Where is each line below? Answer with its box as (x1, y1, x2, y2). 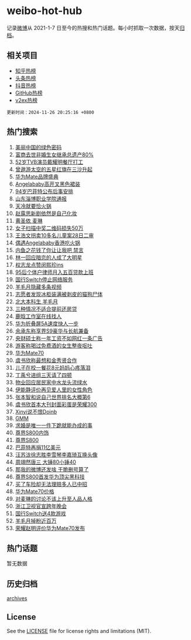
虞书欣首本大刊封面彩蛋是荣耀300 (15, 401, 97, 408)
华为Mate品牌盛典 (15, 173, 59, 180)
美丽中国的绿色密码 (15, 143, 62, 150)
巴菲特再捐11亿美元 (15, 444, 61, 451)
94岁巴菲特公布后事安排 (15, 187, 74, 195)
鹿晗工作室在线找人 (15, 313, 62, 320)
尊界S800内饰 (15, 429, 49, 436)
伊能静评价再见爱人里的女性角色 (15, 386, 93, 393)
